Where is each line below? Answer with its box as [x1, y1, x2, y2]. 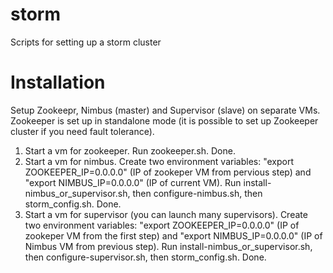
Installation [10, 71, 106, 94]
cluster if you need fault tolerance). [10, 125, 155, 137]
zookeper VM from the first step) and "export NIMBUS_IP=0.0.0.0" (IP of [24, 229, 323, 242]
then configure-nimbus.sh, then [132, 187, 263, 199]
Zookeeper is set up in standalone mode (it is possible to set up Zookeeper [10, 114, 319, 127]
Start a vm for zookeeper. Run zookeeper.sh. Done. [24, 144, 236, 157]
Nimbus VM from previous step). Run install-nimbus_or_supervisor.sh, [24, 240, 313, 252]
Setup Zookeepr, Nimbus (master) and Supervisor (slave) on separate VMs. [10, 104, 321, 116]
